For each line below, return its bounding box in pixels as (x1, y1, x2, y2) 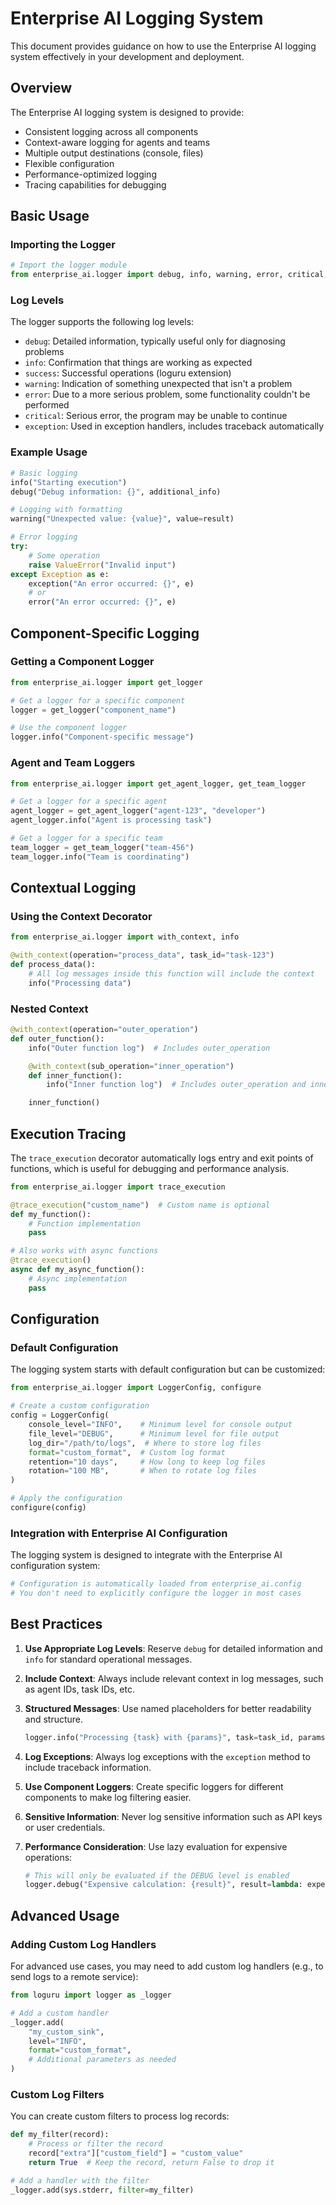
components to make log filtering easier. (24, 1791, 192, 1803)
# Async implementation (28, 1273, 128, 1284)
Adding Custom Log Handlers (10, 1937, 157, 1951)
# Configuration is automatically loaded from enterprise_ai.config (10, 1579, 302, 1589)
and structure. (24, 1713, 84, 1725)
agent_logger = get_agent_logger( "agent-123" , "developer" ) (10, 806, 267, 816)
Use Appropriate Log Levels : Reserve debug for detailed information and (24, 1642, 323, 1654)
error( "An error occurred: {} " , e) (28, 597, 177, 607)
